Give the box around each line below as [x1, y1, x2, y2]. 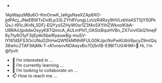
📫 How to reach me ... [12, 73, 57, 79]
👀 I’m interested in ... [12, 57, 53, 63]
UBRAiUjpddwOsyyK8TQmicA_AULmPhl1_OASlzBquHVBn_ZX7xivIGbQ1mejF [5, 28, 158, 33]
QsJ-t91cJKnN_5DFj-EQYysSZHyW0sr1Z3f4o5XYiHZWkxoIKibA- [5, 22, 134, 28]
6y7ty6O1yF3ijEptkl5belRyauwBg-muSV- [5, 32, 87, 38]
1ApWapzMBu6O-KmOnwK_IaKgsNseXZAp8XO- [5, 12, 102, 17]
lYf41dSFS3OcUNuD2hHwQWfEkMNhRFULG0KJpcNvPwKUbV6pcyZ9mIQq [5, 38, 157, 43]
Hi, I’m [140, 43, 153, 48]
